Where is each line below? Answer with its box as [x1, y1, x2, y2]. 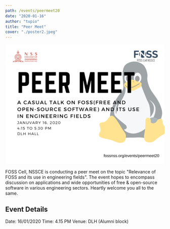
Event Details [5, 205, 48, 213]
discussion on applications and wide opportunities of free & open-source [5, 179, 158, 186]
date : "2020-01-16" [5, 13, 47, 19]
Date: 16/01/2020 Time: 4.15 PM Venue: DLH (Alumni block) [5, 218, 129, 224]
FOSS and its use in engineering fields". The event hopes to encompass [5, 174, 155, 180]
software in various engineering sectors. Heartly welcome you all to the [5, 185, 154, 191]
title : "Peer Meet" [5, 24, 47, 29]
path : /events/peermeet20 [5, 8, 60, 13]
